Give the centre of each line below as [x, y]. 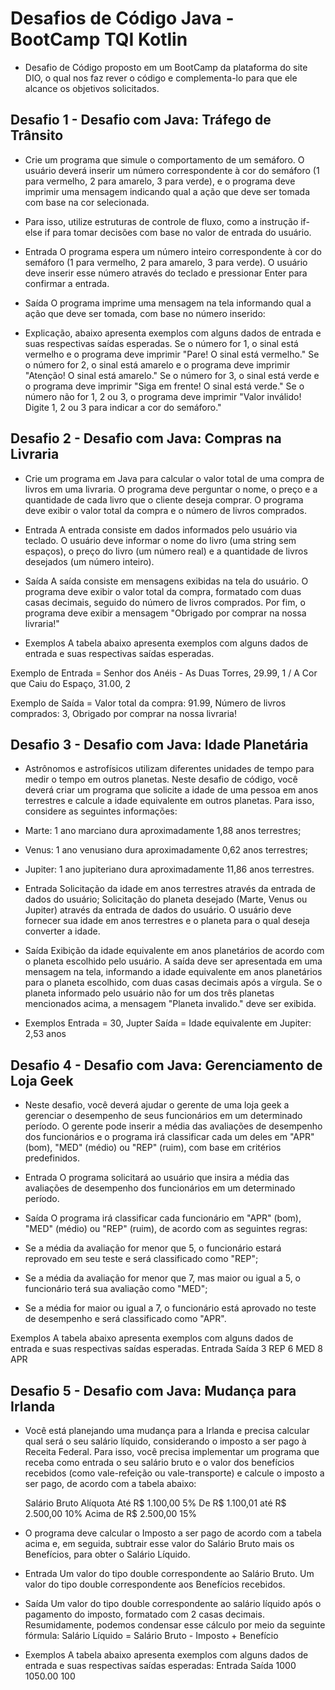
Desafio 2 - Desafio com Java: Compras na [146, 438]
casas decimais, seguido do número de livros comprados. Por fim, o [165, 602]
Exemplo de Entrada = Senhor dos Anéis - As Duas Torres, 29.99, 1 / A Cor [164, 673]
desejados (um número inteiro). [89, 561]
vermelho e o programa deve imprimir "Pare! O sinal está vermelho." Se [172, 354]
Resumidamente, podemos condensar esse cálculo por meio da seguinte [175, 1625]
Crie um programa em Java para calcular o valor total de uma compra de [174, 478]
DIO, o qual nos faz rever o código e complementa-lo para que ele [161, 78]
